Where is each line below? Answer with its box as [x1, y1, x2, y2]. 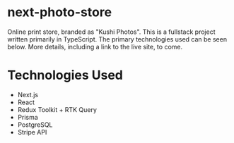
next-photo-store [7, 4, 112, 20]
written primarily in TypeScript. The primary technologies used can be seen [7, 35, 228, 43]
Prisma [17, 113, 39, 121]
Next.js [17, 90, 39, 99]
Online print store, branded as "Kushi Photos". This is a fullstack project [7, 27, 216, 36]
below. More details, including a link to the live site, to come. [7, 42, 182, 51]
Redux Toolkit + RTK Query [17, 105, 98, 113]
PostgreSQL [17, 120, 53, 129]
